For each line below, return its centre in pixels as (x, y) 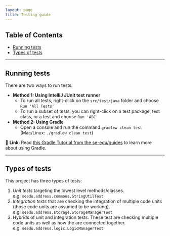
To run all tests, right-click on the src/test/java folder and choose (90, 101)
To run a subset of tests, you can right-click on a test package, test (90, 111)
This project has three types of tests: (44, 180)
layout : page (19, 10)
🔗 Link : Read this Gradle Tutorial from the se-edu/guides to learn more (79, 143)
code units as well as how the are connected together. (69, 222)
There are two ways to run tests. (39, 85)
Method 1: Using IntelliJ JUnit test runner (56, 95)
